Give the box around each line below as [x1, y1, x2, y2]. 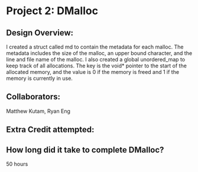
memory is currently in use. [6, 75, 73, 82]
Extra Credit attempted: [6, 125, 95, 135]
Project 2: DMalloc [6, 4, 99, 18]
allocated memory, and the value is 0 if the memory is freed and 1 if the [6, 69, 179, 75]
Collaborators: [6, 92, 61, 102]
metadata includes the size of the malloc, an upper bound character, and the [6, 50, 193, 57]
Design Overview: [6, 28, 74, 38]
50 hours [6, 161, 28, 168]
